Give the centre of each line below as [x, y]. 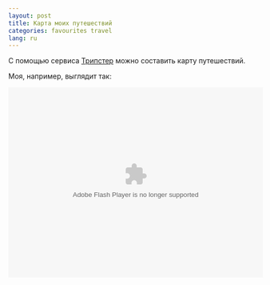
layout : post [30, 16]
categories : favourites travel [60, 30]
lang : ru [23, 38]
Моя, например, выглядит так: [60, 76]
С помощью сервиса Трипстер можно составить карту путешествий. [127, 61]
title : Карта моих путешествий [60, 23]
